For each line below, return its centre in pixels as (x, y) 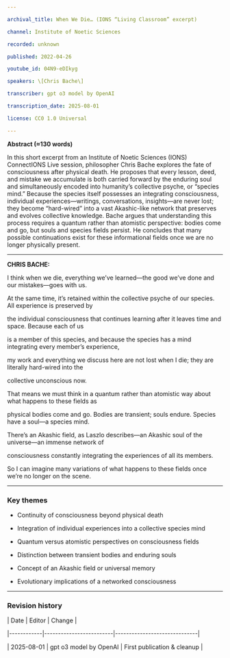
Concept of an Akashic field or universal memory (86, 568)
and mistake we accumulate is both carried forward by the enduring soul (110, 179)
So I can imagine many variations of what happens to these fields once (107, 468)
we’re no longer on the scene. (49, 476)
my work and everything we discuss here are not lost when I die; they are (111, 360)
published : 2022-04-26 (39, 57)
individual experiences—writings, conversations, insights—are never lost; (111, 201)
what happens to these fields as (52, 401)
